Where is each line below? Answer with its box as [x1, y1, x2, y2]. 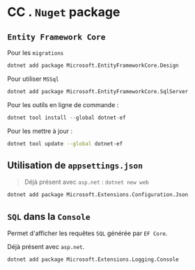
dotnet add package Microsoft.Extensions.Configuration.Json [7, 191, 189, 198]
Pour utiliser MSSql [7, 74, 59, 83]
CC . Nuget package [7, 4, 120, 20]
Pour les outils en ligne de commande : [7, 100, 119, 109]
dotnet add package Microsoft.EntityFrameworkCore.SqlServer [7, 88, 189, 95]
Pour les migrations [7, 49, 64, 56]
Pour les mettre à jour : [7, 127, 73, 135]
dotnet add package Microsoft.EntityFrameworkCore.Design [7, 62, 179, 69]
